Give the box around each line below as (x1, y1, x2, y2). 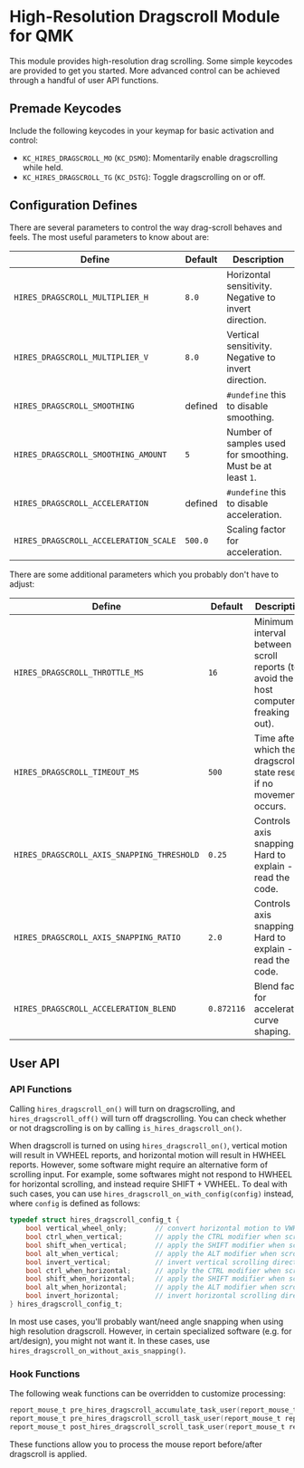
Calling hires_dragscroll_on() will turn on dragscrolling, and (9, 1103, 235, 1115)
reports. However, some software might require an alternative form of (9, 1159, 269, 1170)
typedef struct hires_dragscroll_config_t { (9, 1215, 180, 1224)
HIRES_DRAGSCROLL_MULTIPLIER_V (14, 351, 149, 362)
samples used (225, 437, 287, 449)
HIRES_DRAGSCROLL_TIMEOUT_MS (14, 767, 139, 777)
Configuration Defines (9, 197, 138, 214)
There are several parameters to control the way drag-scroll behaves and (9, 222, 282, 233)
